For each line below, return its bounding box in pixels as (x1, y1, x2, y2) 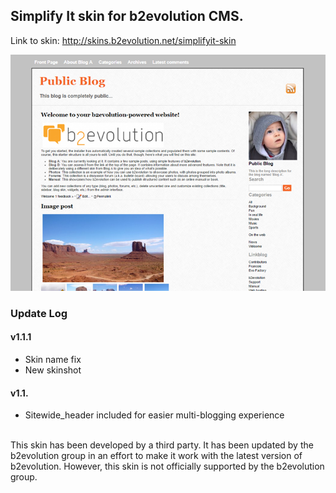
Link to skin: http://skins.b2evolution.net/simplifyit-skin (10, 34, 237, 46)
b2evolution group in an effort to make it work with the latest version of (10, 450, 303, 462)
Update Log (10, 306, 68, 320)
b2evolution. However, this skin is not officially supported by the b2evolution (10, 460, 325, 473)
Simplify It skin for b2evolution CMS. (10, 8, 244, 25)
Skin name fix (24, 353, 82, 365)
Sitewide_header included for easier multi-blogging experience (24, 409, 285, 421)
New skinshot (24, 364, 82, 376)
